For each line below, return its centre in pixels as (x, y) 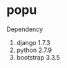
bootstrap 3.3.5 (38, 57)
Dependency (25, 29)
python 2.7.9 (34, 50)
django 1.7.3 (33, 42)
